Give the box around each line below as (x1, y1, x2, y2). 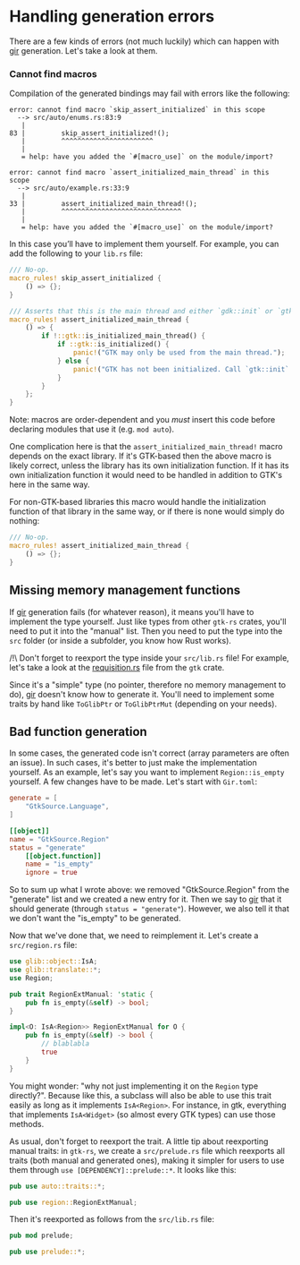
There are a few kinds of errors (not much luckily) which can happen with (9, 36, 279, 47)
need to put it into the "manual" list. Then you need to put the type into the (9, 625, 283, 637)
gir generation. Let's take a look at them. (9, 45, 158, 56)
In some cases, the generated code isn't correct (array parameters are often (9, 748, 290, 758)
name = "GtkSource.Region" (9, 834, 110, 843)
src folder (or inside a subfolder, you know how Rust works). (9, 635, 232, 645)
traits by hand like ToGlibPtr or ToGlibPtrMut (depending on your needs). (9, 698, 278, 709)
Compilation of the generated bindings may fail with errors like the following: (9, 88, 290, 99)
